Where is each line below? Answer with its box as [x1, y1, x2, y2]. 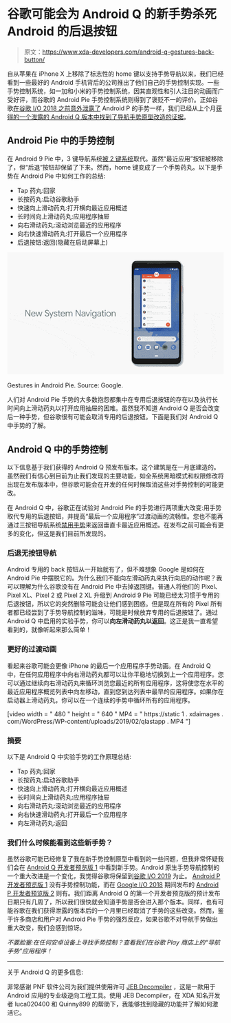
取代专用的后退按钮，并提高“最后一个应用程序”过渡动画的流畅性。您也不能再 [7, 512, 223, 520]
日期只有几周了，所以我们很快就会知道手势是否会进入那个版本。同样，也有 [7, 898, 218, 906]
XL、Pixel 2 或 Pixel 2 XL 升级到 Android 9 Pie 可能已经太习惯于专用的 [22, 591, 220, 600]
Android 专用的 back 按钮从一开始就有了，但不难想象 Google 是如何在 [7, 565, 205, 574]
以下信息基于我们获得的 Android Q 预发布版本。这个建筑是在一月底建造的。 [7, 463, 220, 472]
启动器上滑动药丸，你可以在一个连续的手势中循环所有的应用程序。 [7, 696, 194, 704]
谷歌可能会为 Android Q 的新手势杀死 [7, 6, 217, 22]
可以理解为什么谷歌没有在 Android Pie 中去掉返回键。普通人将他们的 [7, 583, 201, 591]
